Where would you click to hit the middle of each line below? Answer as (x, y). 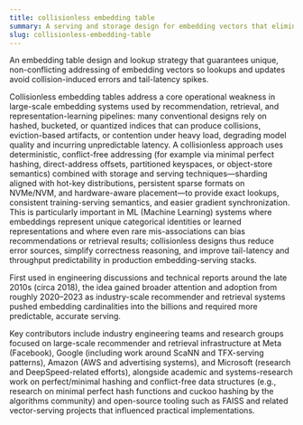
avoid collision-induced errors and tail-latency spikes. (109, 80)
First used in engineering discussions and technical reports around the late (148, 278)
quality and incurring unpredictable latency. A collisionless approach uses (147, 145)
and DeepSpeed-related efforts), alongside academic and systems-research (151, 373)
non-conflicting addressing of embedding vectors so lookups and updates (147, 70)
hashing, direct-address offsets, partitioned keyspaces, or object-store (141, 165)
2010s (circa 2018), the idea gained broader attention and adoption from (143, 288)
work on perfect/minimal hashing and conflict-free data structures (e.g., (143, 382)
